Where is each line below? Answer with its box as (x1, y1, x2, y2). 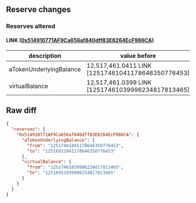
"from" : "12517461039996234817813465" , (27, 164, 124, 170)
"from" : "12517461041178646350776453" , (27, 143, 124, 149)
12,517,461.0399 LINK (86, 78, 152, 87)
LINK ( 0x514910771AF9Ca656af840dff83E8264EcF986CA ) (6, 36, 155, 43)
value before (120, 51, 156, 60)
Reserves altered (6, 22, 55, 30)
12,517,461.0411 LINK (86, 61, 152, 70)
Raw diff (6, 105, 37, 115)
